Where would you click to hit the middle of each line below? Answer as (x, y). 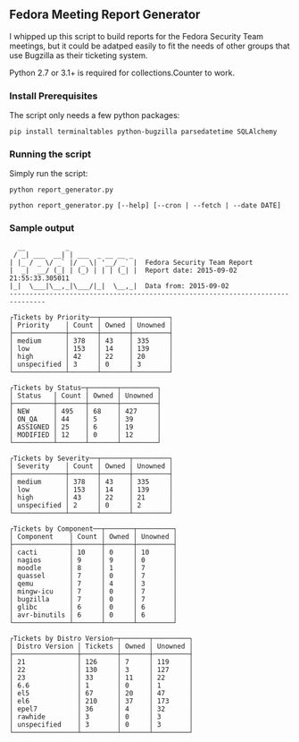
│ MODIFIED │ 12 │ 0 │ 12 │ (86, 435)
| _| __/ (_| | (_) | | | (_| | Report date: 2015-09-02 (124, 270)
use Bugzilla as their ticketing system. (79, 55)
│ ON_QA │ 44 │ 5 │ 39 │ (86, 419)
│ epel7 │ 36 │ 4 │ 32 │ (101, 709)
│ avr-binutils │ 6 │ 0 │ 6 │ (93, 615)
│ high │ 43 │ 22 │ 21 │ (91, 497)
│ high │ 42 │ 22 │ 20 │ (91, 356)
